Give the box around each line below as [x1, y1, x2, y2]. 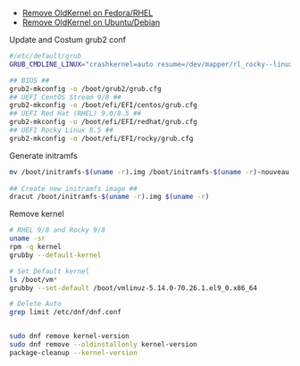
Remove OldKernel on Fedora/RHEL [21, 8, 154, 18]
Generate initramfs [9, 150, 79, 161]
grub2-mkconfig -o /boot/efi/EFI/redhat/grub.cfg [9, 118, 198, 127]
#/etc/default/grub [9, 52, 82, 61]
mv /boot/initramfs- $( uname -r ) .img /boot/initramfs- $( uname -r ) [9, 167, 257, 177]
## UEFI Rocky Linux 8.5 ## [9, 126, 114, 135]
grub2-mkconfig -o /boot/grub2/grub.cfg [9, 84, 162, 93]
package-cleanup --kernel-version [9, 348, 138, 357]
